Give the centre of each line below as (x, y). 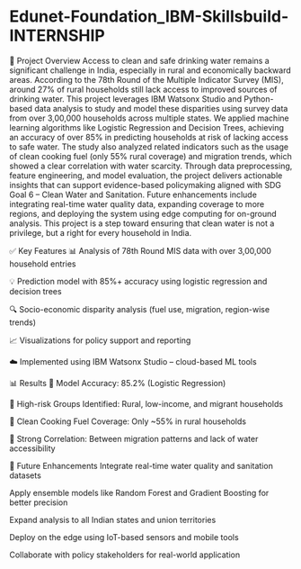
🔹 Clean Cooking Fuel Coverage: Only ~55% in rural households (128, 421)
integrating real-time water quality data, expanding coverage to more (137, 203)
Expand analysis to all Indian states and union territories (113, 519)
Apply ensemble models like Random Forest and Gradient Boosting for (139, 492)
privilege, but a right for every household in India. (101, 232)
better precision (39, 502)
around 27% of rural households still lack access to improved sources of (143, 89)
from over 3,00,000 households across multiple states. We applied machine (149, 118)
